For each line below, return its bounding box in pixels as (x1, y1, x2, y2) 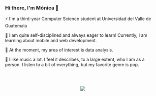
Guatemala (5, 23, 27, 29)
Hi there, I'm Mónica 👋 (5, 4, 59, 11)
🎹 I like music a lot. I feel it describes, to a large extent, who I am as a (5, 56, 145, 63)
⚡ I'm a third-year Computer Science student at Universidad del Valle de (5, 16, 152, 22)
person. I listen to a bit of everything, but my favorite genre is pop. (5, 62, 139, 68)
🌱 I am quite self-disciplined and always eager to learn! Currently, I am (5, 32, 148, 38)
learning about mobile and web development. (5, 38, 97, 44)
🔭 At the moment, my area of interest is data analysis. (5, 47, 113, 53)
